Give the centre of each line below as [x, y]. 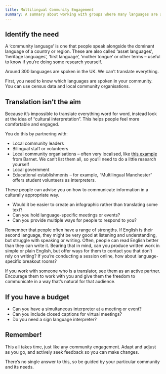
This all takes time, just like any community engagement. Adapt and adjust [81, 347]
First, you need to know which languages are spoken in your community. [79, 81]
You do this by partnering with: [37, 134]
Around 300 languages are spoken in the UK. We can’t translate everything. [82, 72]
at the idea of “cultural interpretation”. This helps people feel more [72, 119]
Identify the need [32, 34]
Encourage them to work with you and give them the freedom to [70, 276]
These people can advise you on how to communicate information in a [77, 190]
